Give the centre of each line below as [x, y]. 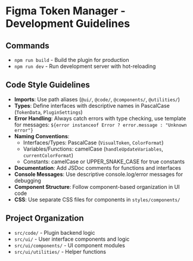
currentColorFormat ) [48, 155]
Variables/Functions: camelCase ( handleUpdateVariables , [93, 149]
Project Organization [45, 218]
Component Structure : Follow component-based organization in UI [97, 187]
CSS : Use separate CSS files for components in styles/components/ [97, 199]
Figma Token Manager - [66, 11]
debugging [27, 181]
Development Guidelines [68, 24]
